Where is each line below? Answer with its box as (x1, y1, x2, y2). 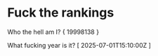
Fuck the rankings (7, 5, 114, 21)
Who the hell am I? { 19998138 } (7, 28, 100, 36)
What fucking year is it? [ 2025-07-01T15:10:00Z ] (7, 41, 151, 49)
